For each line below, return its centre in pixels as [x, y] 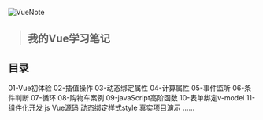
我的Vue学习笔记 [69, 39]
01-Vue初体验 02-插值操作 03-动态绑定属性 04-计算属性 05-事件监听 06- [126, 88]
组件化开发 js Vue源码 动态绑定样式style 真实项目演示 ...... [102, 108]
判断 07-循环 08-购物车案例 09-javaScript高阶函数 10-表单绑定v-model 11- [135, 98]
